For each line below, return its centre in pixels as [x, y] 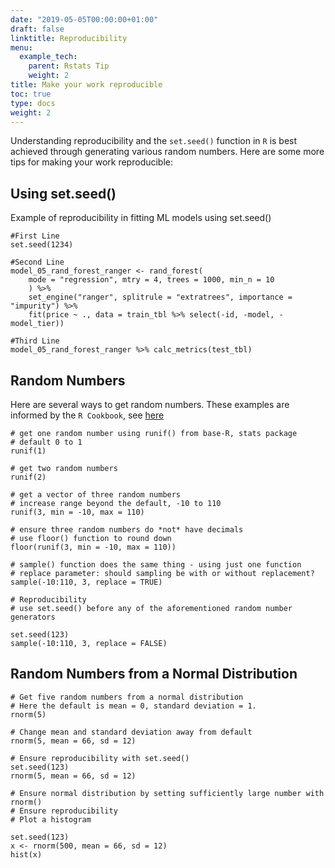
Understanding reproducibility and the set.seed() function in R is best [154, 141]
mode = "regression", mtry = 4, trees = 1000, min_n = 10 [151, 280]
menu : [21, 47]
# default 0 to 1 [46, 442]
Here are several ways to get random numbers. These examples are [150, 404]
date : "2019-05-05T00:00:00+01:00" [84, 19]
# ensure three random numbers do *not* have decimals [127, 530]
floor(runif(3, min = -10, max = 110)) [93, 547]
